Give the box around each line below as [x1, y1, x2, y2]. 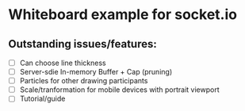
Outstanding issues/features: [8, 37, 157, 51]
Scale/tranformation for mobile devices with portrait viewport [19, 85, 220, 94]
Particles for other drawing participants [19, 76, 148, 86]
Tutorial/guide [19, 94, 66, 104]
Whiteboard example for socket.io [8, 6, 238, 24]
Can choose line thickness [19, 58, 106, 67]
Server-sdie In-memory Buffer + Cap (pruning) [19, 67, 173, 77]
